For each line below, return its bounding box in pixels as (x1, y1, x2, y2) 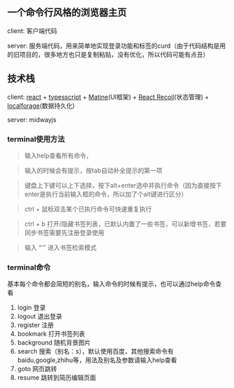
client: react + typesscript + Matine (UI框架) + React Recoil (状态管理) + (7, 92, 210, 101)
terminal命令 (7, 262, 51, 272)
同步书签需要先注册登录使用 (24, 228, 105, 237)
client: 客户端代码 (7, 27, 57, 35)
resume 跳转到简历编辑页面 (17, 373, 96, 382)
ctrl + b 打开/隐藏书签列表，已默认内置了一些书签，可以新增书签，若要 (24, 219, 227, 228)
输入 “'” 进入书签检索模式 (24, 243, 97, 251)
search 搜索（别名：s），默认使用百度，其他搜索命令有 (17, 347, 174, 356)
